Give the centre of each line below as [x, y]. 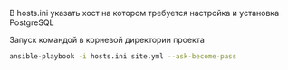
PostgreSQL [32, 22]
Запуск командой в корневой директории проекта [107, 40]
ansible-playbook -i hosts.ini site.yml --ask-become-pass [123, 57]
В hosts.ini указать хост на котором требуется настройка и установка [144, 13]
